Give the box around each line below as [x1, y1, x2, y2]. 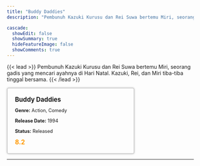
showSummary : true [12, 36, 58, 42]
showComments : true [12, 47, 61, 53]
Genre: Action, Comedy [15, 107, 68, 114]
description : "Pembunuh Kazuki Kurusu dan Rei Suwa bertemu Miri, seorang [7, 14, 196, 20]
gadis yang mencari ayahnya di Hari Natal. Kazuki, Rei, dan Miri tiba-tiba [7, 69, 183, 76]
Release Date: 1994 [15, 118, 59, 124]
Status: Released [15, 128, 53, 134]
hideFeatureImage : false [12, 41, 74, 47]
